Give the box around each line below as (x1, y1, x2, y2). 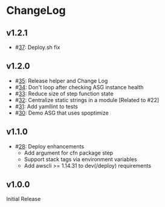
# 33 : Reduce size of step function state (15, 90, 114, 97)
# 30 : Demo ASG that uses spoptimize (15, 109, 109, 116)
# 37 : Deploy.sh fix (15, 43, 60, 51)
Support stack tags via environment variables (24, 155, 137, 163)
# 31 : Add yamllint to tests (15, 103, 79, 110)
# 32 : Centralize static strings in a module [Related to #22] (15, 96, 160, 103)
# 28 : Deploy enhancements (15, 142, 85, 150)
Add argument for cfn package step (24, 149, 114, 156)
